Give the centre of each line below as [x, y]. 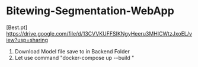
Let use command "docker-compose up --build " [74, 58]
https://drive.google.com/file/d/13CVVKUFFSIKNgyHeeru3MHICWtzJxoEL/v [99, 33]
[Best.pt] [17, 27]
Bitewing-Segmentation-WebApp [90, 11]
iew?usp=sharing [27, 40]
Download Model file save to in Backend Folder [72, 51]
